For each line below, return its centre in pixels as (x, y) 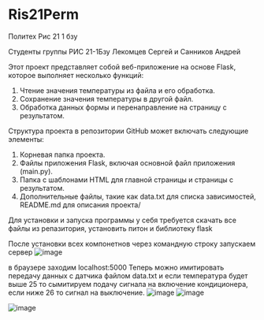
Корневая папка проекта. (62, 154)
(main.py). (36, 171)
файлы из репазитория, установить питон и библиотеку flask (110, 228)
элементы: (26, 139)
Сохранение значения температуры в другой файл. (106, 99)
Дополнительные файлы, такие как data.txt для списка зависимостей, (138, 196)
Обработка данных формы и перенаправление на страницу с (123, 107)
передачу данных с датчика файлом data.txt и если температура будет (128, 275)
